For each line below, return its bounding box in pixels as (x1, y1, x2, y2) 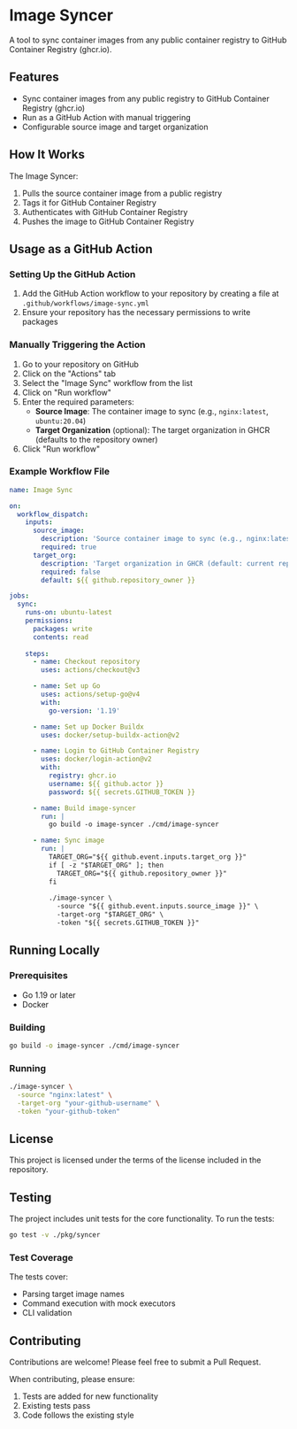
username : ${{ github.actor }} (48, 779, 164, 788)
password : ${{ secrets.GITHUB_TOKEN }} (48, 787, 196, 797)
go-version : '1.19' (48, 706, 121, 715)
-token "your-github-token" (17, 1107, 121, 1116)
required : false (41, 568, 101, 576)
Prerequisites (9, 969, 68, 982)
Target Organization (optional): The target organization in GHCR (34, 424, 270, 435)
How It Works (9, 147, 86, 162)
